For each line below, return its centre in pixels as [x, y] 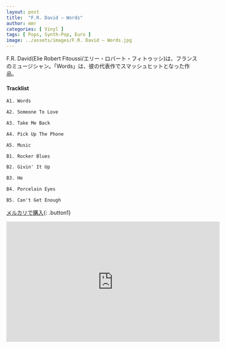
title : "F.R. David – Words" [45, 18]
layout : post [23, 12]
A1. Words [19, 101]
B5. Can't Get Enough [34, 200]
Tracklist [18, 88]
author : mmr [21, 23]
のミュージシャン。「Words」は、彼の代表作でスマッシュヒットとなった [95, 66]
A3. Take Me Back [28, 123]
